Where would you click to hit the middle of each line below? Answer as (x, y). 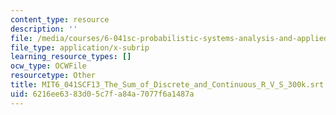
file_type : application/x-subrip (80, 47)
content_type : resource (60, 19)
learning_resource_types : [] (71, 57)
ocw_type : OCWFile (48, 66)
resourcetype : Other (53, 76)
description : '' (44, 29)
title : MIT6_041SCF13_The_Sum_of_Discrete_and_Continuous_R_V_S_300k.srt (167, 85)
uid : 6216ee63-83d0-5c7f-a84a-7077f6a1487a (102, 94)
